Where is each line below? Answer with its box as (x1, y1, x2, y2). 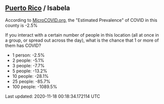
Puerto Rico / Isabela (5, 4, 70, 12)
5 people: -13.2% (12, 68, 48, 74)
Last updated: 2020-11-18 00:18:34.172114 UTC (5, 93, 100, 99)
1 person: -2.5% (12, 52, 45, 58)
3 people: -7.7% (12, 62, 45, 68)
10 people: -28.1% (12, 73, 49, 79)
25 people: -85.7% (12, 78, 51, 84)
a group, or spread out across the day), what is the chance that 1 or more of (5, 37, 159, 43)
